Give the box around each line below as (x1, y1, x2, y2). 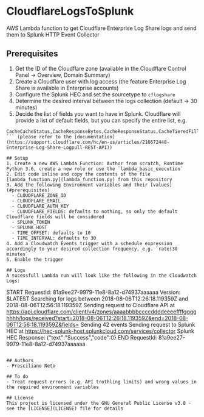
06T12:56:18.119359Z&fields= (6, 321, 80, 328)
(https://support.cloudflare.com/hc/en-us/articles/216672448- (6, 139, 170, 145)
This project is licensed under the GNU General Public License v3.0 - (6, 400, 191, 406)
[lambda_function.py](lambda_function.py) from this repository (6, 176, 172, 182)
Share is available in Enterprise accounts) (15, 84, 119, 91)
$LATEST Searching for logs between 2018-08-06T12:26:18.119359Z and (6, 294, 188, 302)
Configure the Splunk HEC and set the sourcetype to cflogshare (15, 90, 176, 98)
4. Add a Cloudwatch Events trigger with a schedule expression (6, 240, 172, 246)
